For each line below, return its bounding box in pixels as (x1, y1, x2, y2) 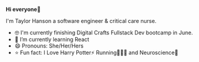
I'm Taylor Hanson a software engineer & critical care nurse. (5, 17, 157, 24)
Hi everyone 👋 (5, 6, 41, 13)
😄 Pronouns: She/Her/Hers (14, 42, 84, 49)
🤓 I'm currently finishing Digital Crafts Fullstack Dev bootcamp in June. (14, 29, 194, 36)
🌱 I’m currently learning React (14, 36, 90, 43)
